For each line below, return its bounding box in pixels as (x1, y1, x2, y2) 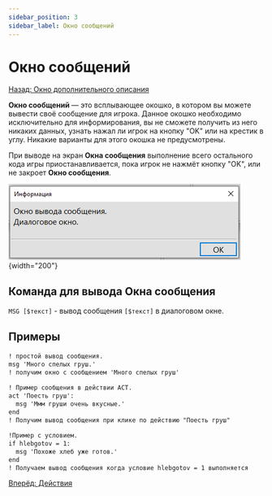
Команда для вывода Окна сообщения (8, 285, 216, 298)
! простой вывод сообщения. (8, 352, 104, 361)
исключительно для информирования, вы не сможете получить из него (8, 118, 258, 128)
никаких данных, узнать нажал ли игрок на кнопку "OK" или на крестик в (8, 126, 264, 136)
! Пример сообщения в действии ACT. (8, 384, 132, 392)
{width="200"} (8, 261, 58, 271)
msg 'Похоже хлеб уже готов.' (15, 448, 118, 456)
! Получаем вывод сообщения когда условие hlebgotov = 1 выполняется (8, 464, 249, 472)
